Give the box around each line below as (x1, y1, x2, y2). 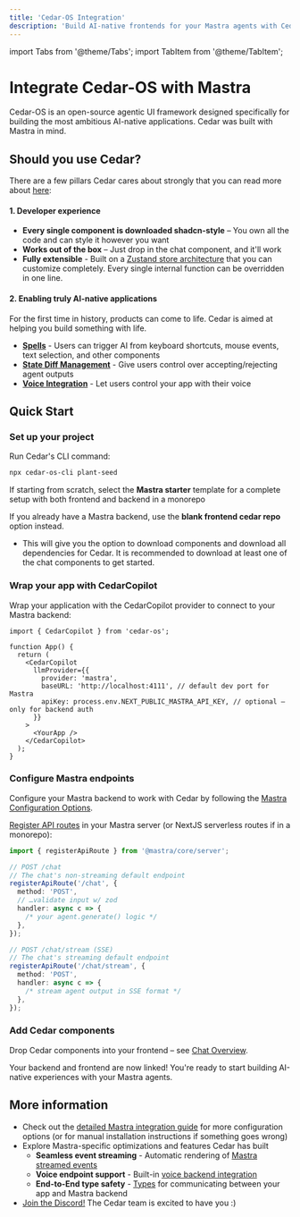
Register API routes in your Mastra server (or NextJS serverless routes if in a (9, 819, 291, 830)
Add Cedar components (9, 1025, 115, 1037)
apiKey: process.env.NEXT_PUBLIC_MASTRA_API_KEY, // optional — (41, 697, 286, 706)
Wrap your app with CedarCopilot (9, 579, 158, 592)
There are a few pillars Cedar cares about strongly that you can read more (9, 175, 282, 186)
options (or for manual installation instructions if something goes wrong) (21, 1130, 288, 1141)
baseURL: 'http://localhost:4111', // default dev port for (41, 681, 270, 690)
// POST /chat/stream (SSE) (9, 945, 114, 954)
